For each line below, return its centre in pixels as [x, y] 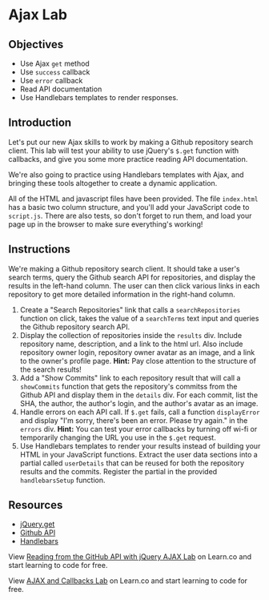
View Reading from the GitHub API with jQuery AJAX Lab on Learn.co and [130, 557]
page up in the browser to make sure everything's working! [106, 224]
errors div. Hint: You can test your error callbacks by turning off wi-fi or [139, 429]
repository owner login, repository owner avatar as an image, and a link [137, 352]
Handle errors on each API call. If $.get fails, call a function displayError [140, 412]
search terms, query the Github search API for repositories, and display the [132, 277]
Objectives [36, 44]
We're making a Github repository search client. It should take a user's [124, 268]
